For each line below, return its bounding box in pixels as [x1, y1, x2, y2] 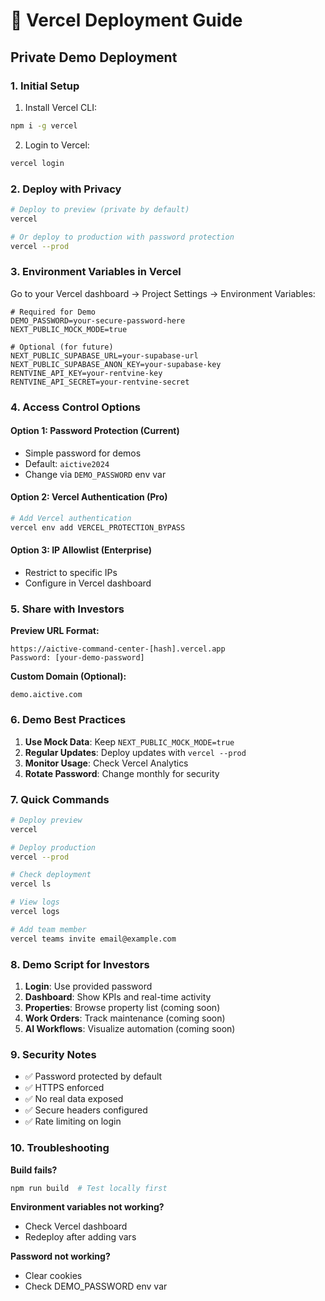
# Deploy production [10, 842, 97, 853]
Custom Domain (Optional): [10, 670, 127, 683]
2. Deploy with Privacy [10, 182, 122, 196]
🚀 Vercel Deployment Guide [10, 9, 243, 32]
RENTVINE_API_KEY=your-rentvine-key [10, 368, 163, 378]
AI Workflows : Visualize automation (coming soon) [24, 1022, 236, 1034]
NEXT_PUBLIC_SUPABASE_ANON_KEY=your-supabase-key [10, 359, 222, 369]
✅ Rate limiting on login [24, 1115, 122, 1128]
